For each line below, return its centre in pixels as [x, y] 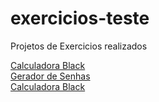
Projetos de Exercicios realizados [79, 46]
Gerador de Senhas [50, 76]
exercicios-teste [80, 18]
